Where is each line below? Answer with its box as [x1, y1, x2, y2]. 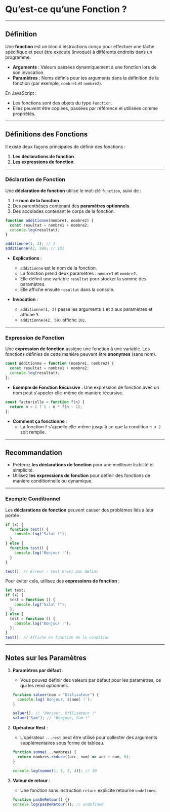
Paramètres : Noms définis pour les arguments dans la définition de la [12, 75, 159, 81]
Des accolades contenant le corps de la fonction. [12, 208, 115, 214]
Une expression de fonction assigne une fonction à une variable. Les [5, 346, 150, 352]
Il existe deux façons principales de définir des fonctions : [5, 143, 126, 150]
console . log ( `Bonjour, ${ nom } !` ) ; [17, 697, 93, 702]
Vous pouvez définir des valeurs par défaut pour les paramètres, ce [20, 677, 161, 683]
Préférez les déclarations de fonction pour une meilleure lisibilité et [12, 462, 154, 468]
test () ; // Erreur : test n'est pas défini [5, 569, 99, 574]
